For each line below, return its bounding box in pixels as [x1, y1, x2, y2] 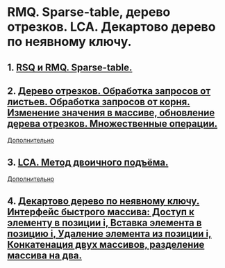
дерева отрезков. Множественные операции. [7, 118, 217, 129]
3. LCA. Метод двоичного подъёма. [7, 156, 169, 168]
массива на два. [7, 249, 82, 261]
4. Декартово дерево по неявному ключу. [7, 195, 200, 207]
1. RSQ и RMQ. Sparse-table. [7, 61, 133, 73]
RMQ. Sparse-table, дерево [7, 4, 171, 20]
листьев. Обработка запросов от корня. [7, 95, 190, 108]
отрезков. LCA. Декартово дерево [7, 19, 216, 35]
